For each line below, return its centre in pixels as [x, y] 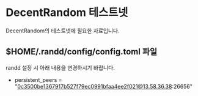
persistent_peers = [38, 79]
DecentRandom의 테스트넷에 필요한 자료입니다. [63, 31]
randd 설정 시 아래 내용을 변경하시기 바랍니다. [61, 67]
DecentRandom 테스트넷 [67, 13]
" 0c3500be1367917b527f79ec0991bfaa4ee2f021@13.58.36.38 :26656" [104, 86]
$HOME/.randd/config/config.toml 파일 [82, 52]
